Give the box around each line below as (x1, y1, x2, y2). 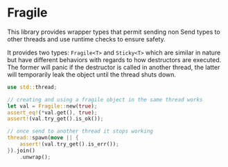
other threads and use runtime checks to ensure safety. (7, 35, 166, 43)
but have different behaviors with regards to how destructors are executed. (7, 55, 222, 63)
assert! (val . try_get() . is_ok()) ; (7, 115, 104, 122)
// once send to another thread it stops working (7, 128, 154, 135)
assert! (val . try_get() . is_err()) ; (19, 141, 119, 148)
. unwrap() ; (19, 153, 51, 160)
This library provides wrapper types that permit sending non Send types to (7, 28, 220, 36)
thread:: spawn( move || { (7, 135, 79, 141)
